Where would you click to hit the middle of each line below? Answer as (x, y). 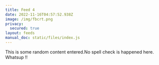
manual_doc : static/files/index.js (43, 38)
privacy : (14, 24)
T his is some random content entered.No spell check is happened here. (79, 52)
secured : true (24, 28)
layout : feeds (20, 33)
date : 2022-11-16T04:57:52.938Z (39, 14)
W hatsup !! (16, 57)
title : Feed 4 (20, 10)
